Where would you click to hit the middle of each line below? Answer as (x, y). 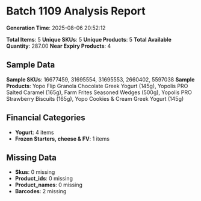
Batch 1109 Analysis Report (76, 11)
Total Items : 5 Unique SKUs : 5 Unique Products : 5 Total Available (89, 39)
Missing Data (32, 157)
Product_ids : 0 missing (44, 179)
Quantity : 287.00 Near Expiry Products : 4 (59, 46)
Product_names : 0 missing (49, 185)
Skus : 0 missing (35, 172)
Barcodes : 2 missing (41, 191)
